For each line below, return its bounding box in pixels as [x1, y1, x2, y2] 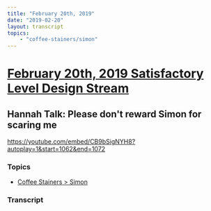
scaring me [7, 119, 57, 130]
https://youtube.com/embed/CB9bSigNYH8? [7, 137, 136, 146]
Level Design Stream [7, 81, 130, 96]
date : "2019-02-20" [7, 17, 64, 24]
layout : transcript [7, 23, 64, 30]
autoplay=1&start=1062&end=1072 [7, 145, 106, 153]
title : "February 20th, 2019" [7, 10, 95, 17]
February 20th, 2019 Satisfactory [7, 66, 204, 82]
